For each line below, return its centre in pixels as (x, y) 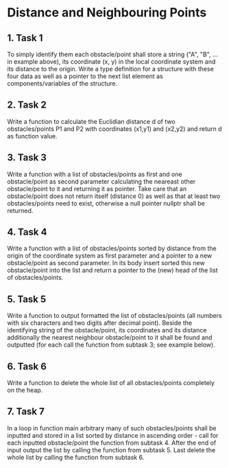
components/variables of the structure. (62, 83)
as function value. (33, 136)
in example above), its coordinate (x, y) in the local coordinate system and (111, 62)
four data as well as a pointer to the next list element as (85, 76)
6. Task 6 (27, 366)
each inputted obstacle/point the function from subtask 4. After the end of (112, 443)
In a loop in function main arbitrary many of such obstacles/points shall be (112, 428)
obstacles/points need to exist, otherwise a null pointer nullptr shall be (106, 203)
